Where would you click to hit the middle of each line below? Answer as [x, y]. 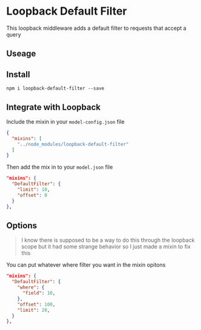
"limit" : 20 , [34, 310]
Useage [21, 54]
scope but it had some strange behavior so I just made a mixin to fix [106, 247]
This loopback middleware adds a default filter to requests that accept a [96, 28]
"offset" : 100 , [36, 304]
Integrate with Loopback [54, 107]
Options [22, 226]
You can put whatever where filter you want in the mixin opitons [86, 265]
